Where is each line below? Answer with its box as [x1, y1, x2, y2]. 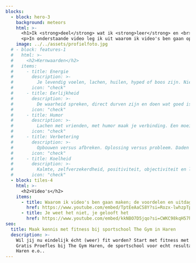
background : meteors [16, 19, 66, 25]
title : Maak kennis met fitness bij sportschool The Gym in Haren [11, 226, 176, 232]
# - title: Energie [11, 69, 68, 74]
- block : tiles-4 [11, 177, 53, 183]
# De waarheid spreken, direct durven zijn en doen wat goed [11, 101, 184, 107]
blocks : [5, 8, 25, 15]
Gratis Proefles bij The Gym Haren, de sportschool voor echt [16, 242, 171, 249]
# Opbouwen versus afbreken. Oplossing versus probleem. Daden [11, 145, 190, 151]
